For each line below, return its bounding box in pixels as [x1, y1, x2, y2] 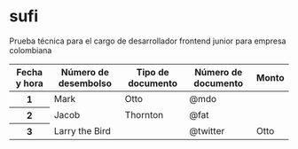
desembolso [58, 77, 113, 90]
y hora [15, 77, 43, 90]
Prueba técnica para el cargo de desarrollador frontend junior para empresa [9, 35, 286, 46]
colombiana [9, 44, 52, 55]
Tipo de [136, 66, 170, 78]
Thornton [124, 108, 164, 121]
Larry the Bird [53, 124, 111, 137]
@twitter [189, 124, 225, 137]
